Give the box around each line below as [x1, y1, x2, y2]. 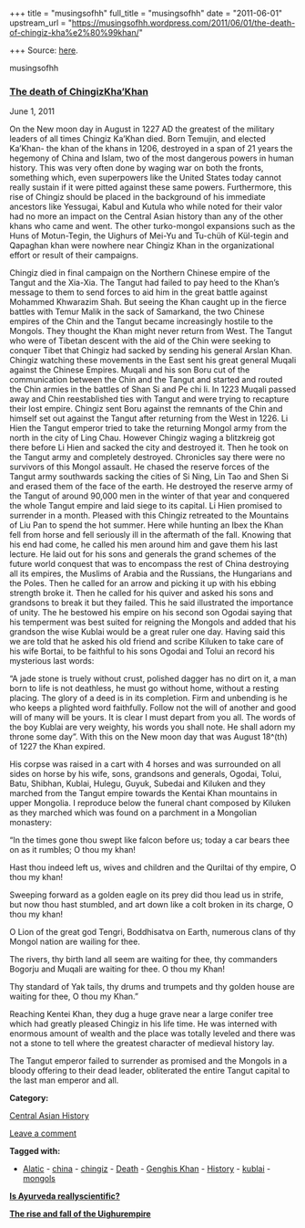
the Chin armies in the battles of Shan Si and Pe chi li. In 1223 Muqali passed [9, 383, 297, 395]
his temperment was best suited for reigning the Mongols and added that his [9, 616, 297, 628]
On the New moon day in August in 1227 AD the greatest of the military [9, 123, 275, 135]
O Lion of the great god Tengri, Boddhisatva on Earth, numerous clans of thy [9, 927, 296, 938]
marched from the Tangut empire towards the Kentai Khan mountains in [9, 788, 278, 799]
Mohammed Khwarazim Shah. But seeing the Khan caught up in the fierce [9, 297, 287, 308]
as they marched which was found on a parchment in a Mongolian [9, 807, 258, 818]
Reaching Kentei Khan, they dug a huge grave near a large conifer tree [9, 1009, 274, 1020]
